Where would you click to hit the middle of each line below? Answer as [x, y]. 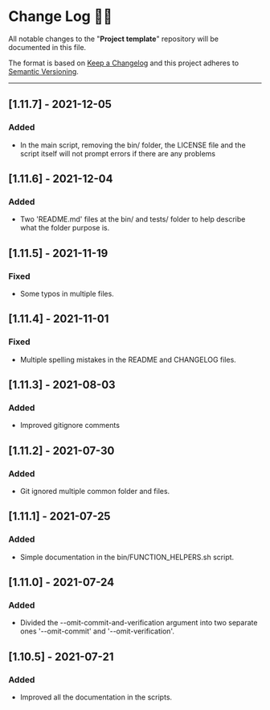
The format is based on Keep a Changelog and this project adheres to [124, 63]
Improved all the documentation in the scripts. [96, 697]
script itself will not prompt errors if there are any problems [117, 153]
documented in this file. [47, 47]
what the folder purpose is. [65, 228]
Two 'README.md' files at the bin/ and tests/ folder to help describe [133, 219]
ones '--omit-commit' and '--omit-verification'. [97, 631]
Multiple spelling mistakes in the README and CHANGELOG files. [128, 359]
